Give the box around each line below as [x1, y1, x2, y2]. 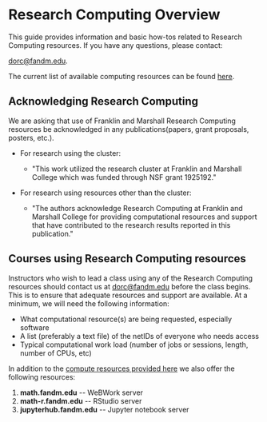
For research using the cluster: [19, 148, 122, 157]
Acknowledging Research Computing [8, 94, 198, 109]
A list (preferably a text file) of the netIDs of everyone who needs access [19, 331, 260, 340]
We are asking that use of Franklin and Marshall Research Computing [8, 116, 236, 125]
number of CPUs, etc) [19, 348, 92, 357]
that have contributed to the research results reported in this [31, 220, 231, 229]
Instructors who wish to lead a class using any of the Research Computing [8, 273, 253, 283]
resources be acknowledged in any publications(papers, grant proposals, [8, 124, 249, 133]
